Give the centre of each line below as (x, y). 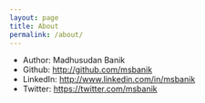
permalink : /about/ (46, 34)
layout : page (34, 18)
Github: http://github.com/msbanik (87, 70)
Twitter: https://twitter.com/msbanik (90, 89)
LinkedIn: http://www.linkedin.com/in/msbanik (109, 80)
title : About (34, 26)
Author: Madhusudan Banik (74, 61)
